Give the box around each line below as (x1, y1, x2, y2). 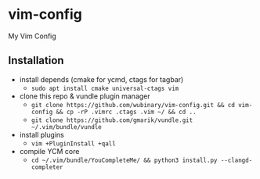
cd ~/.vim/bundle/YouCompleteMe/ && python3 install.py (31, 156, 218, 164)
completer (31, 163, 64, 171)
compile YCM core (19, 146, 80, 156)
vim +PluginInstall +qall (31, 139, 116, 148)
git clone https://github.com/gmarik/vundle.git (31, 116, 193, 124)
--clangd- (220, 156, 253, 164)
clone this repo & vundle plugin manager (19, 91, 150, 101)
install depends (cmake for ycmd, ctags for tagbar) (19, 74, 184, 84)
